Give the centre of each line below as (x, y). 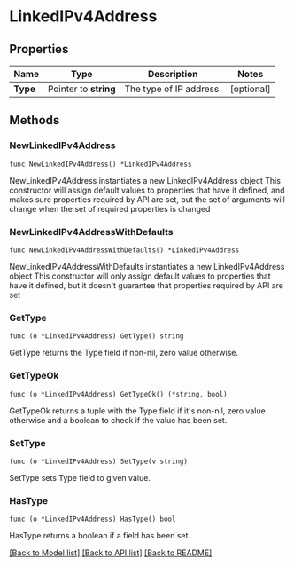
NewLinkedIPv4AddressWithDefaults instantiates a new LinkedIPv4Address (147, 266)
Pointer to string (82, 89)
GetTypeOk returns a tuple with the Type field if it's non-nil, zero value (137, 411)
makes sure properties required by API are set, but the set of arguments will (147, 199)
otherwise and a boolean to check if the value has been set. (118, 420)
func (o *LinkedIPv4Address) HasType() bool (93, 519)
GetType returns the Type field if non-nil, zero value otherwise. (124, 353)
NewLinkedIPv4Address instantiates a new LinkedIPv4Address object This (145, 180)
